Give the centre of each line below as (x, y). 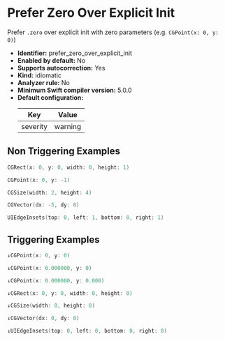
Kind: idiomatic (39, 75)
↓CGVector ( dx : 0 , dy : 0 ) (43, 319)
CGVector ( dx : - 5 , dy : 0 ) (43, 205)
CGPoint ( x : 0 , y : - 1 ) (39, 180)
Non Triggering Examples (64, 151)
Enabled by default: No (51, 60)
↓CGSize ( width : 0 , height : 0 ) (51, 306)
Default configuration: (50, 97)
